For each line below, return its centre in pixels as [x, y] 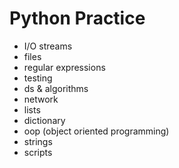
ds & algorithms [56, 88]
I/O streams [48, 46]
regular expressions [64, 67]
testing [38, 78]
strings [38, 141]
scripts [38, 152]
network [41, 99]
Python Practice [77, 18]
